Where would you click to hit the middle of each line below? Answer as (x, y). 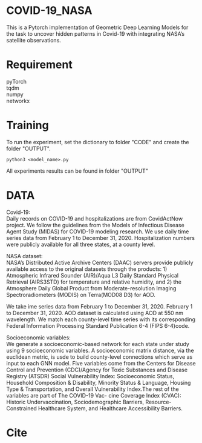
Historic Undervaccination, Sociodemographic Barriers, (75, 402)
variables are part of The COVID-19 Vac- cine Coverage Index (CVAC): (94, 395)
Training (28, 125)
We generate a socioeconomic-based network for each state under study (98, 344)
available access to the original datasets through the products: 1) (87, 269)
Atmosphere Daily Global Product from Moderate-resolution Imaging (91, 288)
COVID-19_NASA (49, 11)
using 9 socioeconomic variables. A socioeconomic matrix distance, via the (100, 350)
